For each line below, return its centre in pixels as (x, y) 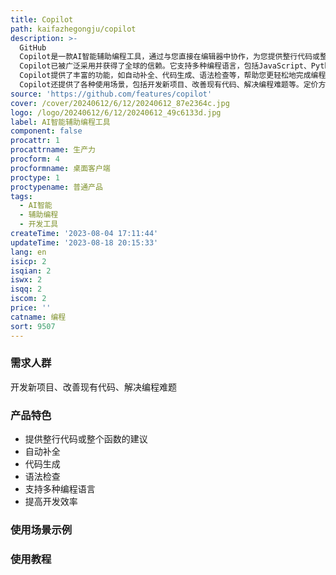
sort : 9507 (33, 326)
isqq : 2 (26, 289)
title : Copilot (42, 19)
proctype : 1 (35, 177)
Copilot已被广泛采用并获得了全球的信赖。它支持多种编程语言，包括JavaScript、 (165, 66)
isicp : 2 (28, 261)
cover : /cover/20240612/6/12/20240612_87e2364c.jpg (120, 103)
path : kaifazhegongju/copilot (73, 29)
